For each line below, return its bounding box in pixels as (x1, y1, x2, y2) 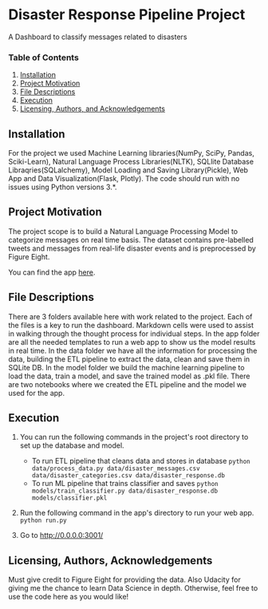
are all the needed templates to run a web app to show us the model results (8, 337, 256, 346)
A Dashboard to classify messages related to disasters (8, 32, 187, 42)
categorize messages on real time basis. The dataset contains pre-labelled (8, 235, 254, 244)
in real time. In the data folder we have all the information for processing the (8, 346, 258, 355)
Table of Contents (8, 52, 80, 63)
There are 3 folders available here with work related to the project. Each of (8, 311, 253, 321)
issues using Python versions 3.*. (8, 182, 117, 192)
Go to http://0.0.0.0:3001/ (19, 531, 104, 540)
